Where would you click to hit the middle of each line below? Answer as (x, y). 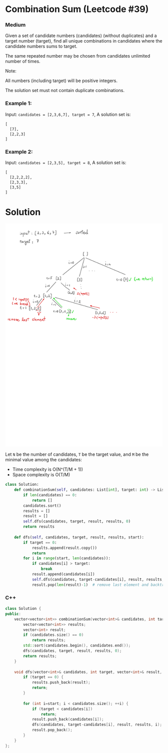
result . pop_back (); (52, 730)
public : (13, 614)
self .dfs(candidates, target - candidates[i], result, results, (98, 579)
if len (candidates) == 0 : (50, 495)
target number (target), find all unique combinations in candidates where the (84, 41)
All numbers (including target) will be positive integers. (61, 81)
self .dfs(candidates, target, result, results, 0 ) (77, 521)
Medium (15, 25)
